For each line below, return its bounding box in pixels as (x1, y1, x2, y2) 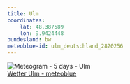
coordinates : (7, 17, 45, 24)
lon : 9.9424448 (20, 29, 64, 37)
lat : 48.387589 (20, 23, 64, 30)
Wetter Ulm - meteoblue (7, 69, 77, 78)
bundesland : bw (7, 36, 52, 43)
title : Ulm (7, 10, 39, 17)
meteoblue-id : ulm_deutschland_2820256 (7, 43, 124, 50)
